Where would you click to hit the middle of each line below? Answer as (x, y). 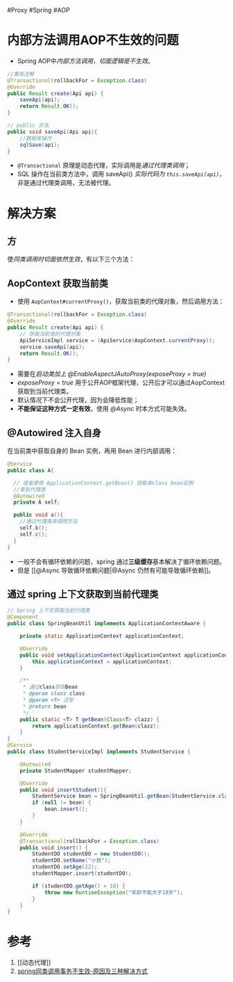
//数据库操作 (36, 138)
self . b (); (34, 528)
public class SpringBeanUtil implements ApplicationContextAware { (107, 624)
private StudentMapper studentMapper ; (76, 771)
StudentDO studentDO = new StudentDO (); (91, 854)
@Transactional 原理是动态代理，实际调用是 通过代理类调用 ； (104, 166)
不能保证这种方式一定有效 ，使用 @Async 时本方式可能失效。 (104, 409)
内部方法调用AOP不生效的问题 (93, 40)
